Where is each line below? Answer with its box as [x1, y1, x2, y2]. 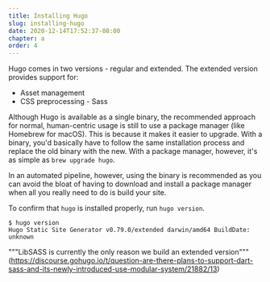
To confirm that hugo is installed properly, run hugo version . [8, 203, 206, 214]
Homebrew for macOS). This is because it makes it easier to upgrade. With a [8, 130, 263, 139]
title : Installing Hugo [8, 11, 89, 20]
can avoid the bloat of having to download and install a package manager [8, 179, 252, 189]
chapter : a [8, 34, 45, 43]
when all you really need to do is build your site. [8, 188, 167, 197]
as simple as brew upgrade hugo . [8, 155, 115, 165]
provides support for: [8, 73, 79, 82]
